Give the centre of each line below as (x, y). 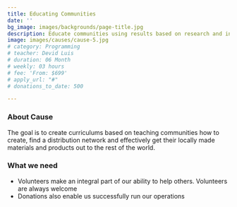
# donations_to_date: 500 (45, 86)
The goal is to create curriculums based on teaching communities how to (114, 132)
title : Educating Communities (52, 14)
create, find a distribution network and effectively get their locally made (111, 140)
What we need (32, 165)
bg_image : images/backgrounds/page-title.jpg (75, 27)
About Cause (30, 117)
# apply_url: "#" (33, 79)
